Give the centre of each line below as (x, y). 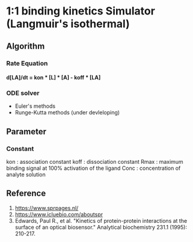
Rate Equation (27, 63)
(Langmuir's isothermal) (68, 24)
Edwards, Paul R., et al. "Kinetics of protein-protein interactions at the (101, 220)
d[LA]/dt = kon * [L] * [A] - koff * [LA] (54, 78)
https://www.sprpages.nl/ (47, 208)
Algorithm (26, 46)
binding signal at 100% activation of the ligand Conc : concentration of (93, 168)
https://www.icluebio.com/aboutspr (59, 214)
